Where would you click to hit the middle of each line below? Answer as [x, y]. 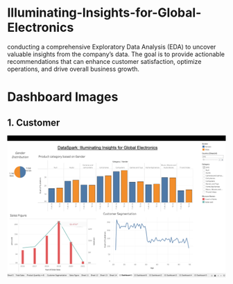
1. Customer [34, 123]
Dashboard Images [63, 97]
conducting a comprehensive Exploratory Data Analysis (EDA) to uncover [112, 47]
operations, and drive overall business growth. [74, 69]
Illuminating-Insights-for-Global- [104, 13]
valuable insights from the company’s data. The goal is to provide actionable [116, 54]
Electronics [41, 27]
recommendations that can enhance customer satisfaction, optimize [104, 61]
